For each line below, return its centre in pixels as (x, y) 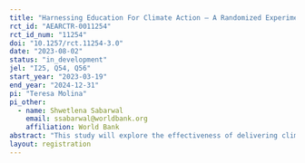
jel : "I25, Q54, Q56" (50, 69)
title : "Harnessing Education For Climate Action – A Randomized (135, 18)
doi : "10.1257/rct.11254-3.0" (67, 43)
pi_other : (28, 102)
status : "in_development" (58, 60)
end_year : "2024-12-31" (54, 85)
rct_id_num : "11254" (49, 34)
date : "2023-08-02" (46, 52)
